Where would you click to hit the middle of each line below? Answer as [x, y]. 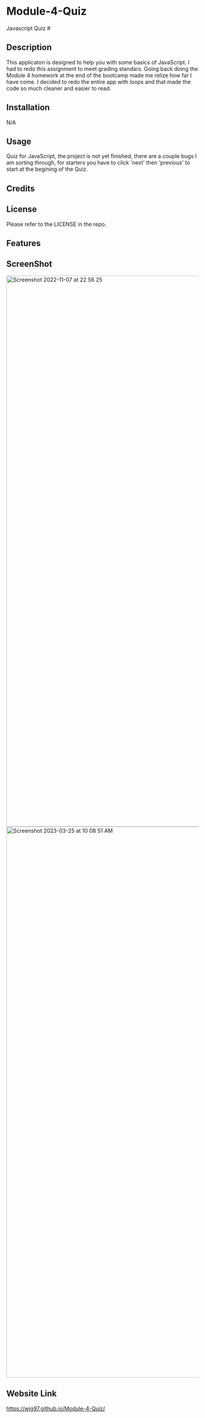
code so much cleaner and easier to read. [59, 88]
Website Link [31, 1394]
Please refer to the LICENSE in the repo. [56, 224]
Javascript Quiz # [28, 28]
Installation [28, 107]
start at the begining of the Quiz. [47, 169]
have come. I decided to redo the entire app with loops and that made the [99, 81]
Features [23, 243]
